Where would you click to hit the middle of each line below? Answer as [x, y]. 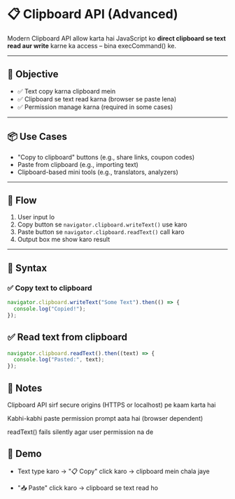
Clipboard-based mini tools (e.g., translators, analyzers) [98, 172]
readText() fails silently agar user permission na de [80, 432]
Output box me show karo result [64, 240]
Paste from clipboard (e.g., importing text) [78, 164]
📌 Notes [25, 388]
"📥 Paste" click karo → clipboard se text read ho [88, 488]
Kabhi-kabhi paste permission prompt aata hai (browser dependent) [105, 418]
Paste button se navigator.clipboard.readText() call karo [101, 232]
